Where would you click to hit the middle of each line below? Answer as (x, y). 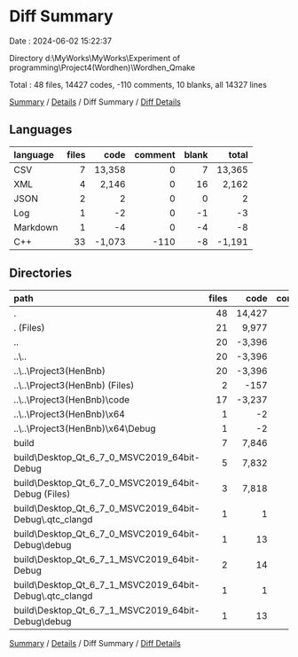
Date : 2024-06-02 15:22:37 (61, 41)
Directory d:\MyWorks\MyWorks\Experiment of (95, 58)
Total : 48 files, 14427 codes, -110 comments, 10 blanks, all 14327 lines (138, 84)
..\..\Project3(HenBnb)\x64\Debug (85, 428)
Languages (41, 130)
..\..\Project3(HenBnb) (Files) (74, 385)
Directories (41, 274)
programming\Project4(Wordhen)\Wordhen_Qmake (102, 67)
